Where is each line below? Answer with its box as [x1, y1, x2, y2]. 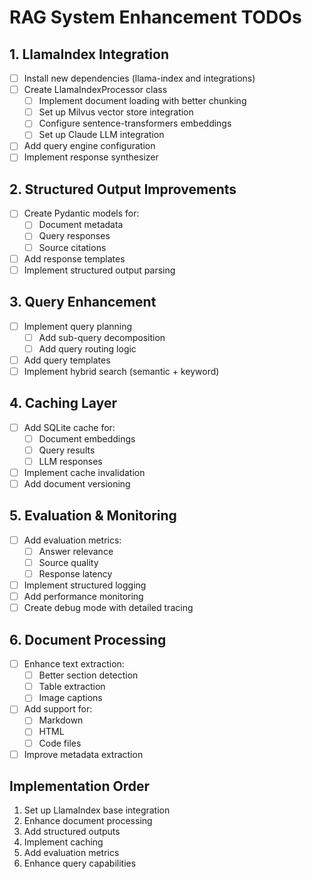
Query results [38, 444, 96, 456]
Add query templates [23, 354, 111, 366]
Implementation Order [9, 778, 151, 795]
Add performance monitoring [23, 591, 144, 603]
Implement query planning [23, 320, 133, 332]
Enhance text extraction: [23, 658, 125, 670]
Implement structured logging [23, 579, 147, 591]
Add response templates [23, 252, 126, 265]
